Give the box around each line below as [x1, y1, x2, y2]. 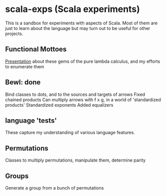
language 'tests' [5, 116, 57, 125]
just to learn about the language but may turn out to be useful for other [5, 25, 151, 31]
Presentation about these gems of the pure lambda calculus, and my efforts [5, 58, 161, 64]
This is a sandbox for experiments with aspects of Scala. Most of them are [5, 20, 158, 26]
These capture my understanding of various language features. [5, 130, 136, 136]
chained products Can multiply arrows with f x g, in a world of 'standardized [5, 96, 161, 103]
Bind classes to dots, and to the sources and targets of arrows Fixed [5, 91, 146, 97]
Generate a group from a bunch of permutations [5, 185, 104, 191]
